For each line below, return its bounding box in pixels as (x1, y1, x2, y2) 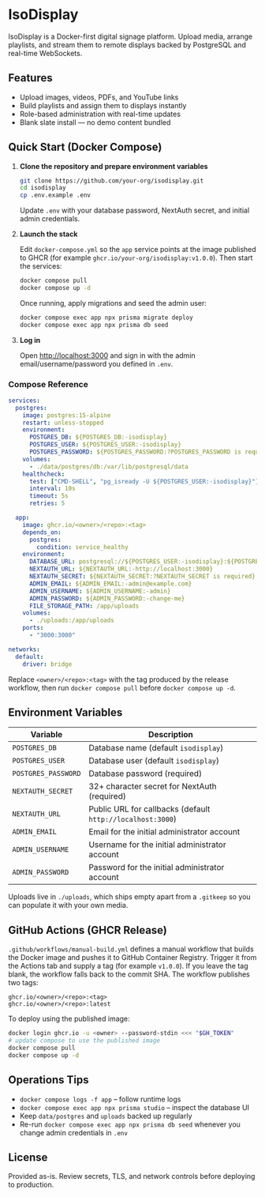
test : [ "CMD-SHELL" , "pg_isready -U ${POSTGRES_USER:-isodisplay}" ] (28, 477, 259, 485)
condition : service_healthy (36, 543, 129, 551)
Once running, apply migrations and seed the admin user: (19, 298, 207, 307)
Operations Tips (8, 1073, 89, 1087)
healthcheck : (22, 470, 65, 478)
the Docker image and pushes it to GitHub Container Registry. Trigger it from (8, 953, 257, 962)
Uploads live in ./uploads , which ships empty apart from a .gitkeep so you (8, 892, 251, 902)
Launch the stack (19, 229, 78, 239)
